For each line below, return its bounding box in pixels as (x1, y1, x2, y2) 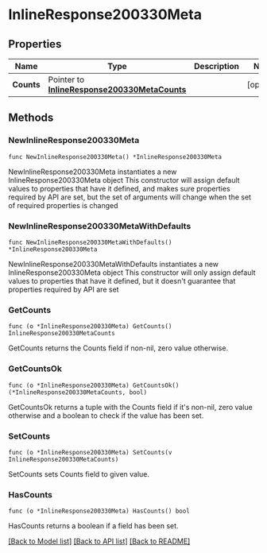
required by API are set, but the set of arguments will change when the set (8, 192, 252, 202)
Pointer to (48, 74, 85, 85)
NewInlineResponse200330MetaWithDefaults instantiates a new (8, 259, 219, 269)
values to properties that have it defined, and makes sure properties (8, 184, 230, 193)
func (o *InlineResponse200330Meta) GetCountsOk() (8, 381, 180, 389)
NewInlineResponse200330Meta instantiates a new (8, 167, 177, 176)
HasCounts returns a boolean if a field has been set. (8, 521, 179, 531)
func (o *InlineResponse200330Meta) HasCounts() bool (8, 507, 191, 516)
